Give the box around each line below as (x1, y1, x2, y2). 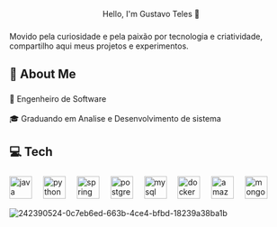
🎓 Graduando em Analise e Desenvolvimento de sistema (9, 113, 222, 124)
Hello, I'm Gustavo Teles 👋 (102, 9, 201, 19)
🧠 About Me (9, 67, 76, 82)
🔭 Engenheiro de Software (9, 94, 107, 104)
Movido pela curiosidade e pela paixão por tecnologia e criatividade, (9, 31, 264, 41)
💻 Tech (9, 144, 53, 159)
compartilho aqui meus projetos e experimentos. (9, 41, 189, 51)
